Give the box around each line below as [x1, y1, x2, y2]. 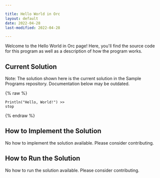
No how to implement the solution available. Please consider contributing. [5, 140, 154, 146]
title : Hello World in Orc [5, 11, 60, 16]
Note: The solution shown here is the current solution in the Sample [5, 76, 141, 82]
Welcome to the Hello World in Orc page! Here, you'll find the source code [5, 43, 155, 49]
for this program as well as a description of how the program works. [5, 48, 142, 54]
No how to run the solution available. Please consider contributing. [5, 167, 140, 173]
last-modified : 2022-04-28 [5, 25, 60, 30]
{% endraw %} [5, 113, 35, 119]
